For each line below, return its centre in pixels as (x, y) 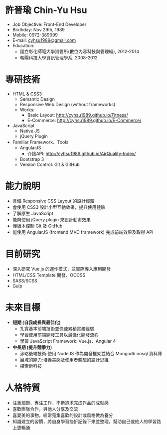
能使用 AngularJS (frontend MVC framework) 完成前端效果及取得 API (83, 232)
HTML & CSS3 (27, 94)
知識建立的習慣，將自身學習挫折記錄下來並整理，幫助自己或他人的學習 (84, 421)
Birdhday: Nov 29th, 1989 (38, 29)
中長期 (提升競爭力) (32, 347)
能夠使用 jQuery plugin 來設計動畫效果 (51, 219)
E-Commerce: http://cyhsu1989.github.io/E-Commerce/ (84, 120)
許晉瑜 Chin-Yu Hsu (46, 10)
